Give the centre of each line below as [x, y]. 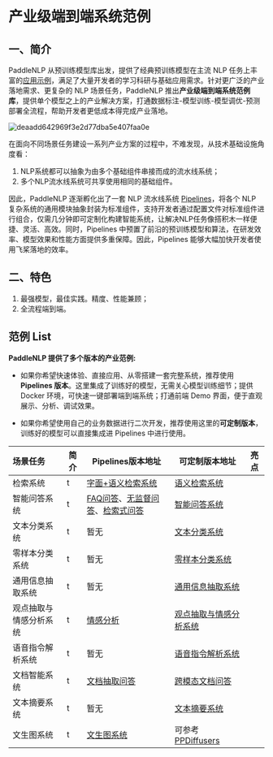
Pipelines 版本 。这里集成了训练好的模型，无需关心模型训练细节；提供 [136, 385]
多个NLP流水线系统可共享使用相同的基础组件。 [98, 181]
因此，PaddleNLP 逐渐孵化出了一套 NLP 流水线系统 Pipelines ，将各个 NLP [132, 199]
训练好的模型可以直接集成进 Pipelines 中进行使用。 [105, 433]
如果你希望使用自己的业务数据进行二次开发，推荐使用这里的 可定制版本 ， [141, 422]
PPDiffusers [197, 740]
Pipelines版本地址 [127, 461]
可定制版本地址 [207, 461]
